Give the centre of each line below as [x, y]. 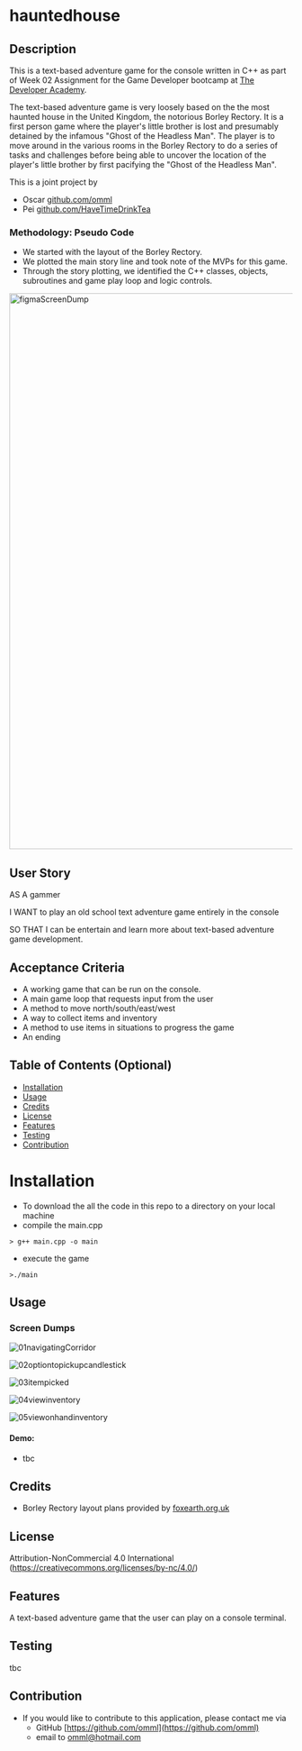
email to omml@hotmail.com [89, 1737]
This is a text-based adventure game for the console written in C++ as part [148, 70]
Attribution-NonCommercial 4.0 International [92, 1558]
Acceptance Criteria [67, 967]
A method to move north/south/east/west [98, 1008]
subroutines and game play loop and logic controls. [117, 281]
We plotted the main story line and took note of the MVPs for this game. [155, 261]
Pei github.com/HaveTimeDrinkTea [86, 209]
